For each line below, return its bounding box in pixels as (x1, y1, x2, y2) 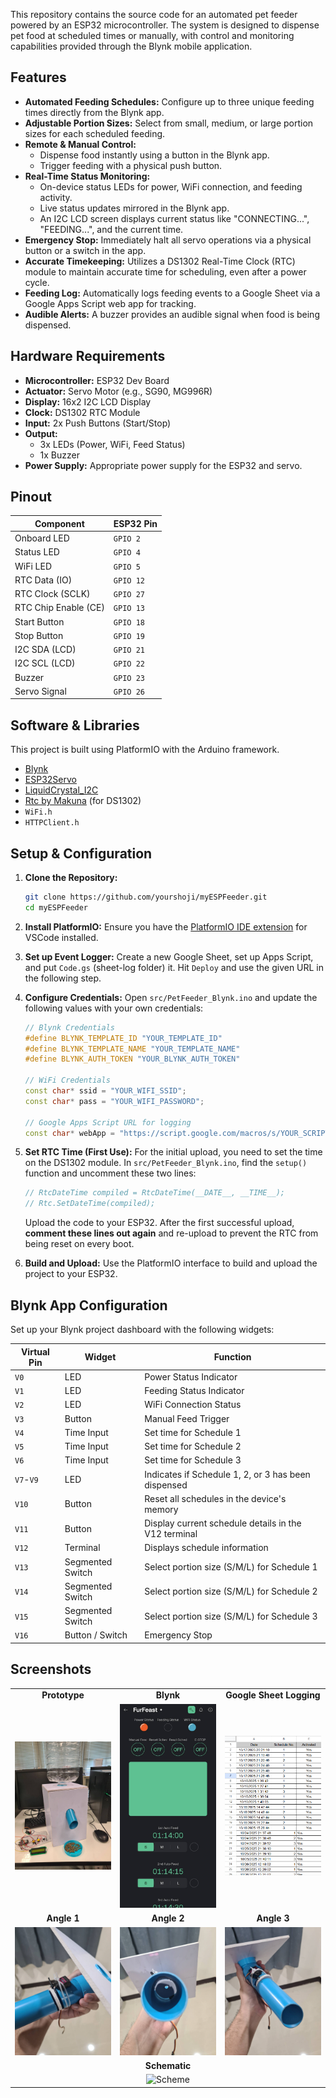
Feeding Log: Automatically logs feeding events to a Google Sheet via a (24, 287, 321, 299)
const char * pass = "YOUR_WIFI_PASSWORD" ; (24, 1096, 205, 1106)
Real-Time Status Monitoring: (24, 170, 151, 182)
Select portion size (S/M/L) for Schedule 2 (144, 1585, 318, 1598)
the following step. (24, 972, 102, 984)
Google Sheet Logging (225, 1689, 321, 1701)
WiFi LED (14, 560, 53, 572)
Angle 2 (151, 1912, 185, 1924)
